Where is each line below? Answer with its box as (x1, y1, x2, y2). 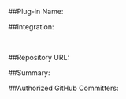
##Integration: (8, 22, 54, 31)
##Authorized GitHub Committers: (8, 83, 119, 93)
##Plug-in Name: (8, 7, 64, 16)
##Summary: (8, 68, 50, 78)
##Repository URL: (8, 53, 69, 62)
